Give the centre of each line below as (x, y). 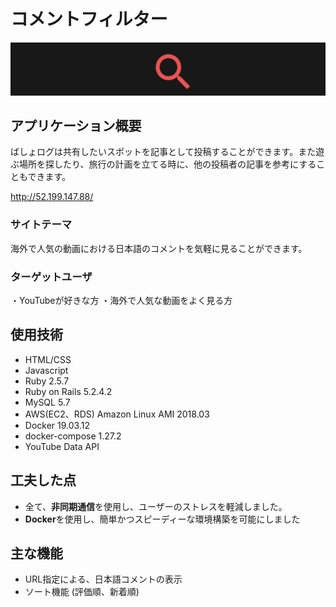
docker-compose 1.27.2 (73, 436)
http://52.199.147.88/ (52, 197)
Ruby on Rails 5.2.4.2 (68, 391)
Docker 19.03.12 (57, 425)
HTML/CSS (48, 359)
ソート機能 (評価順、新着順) (82, 592)
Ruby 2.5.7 (47, 381)
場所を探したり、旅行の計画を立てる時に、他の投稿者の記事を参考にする (167, 164)
